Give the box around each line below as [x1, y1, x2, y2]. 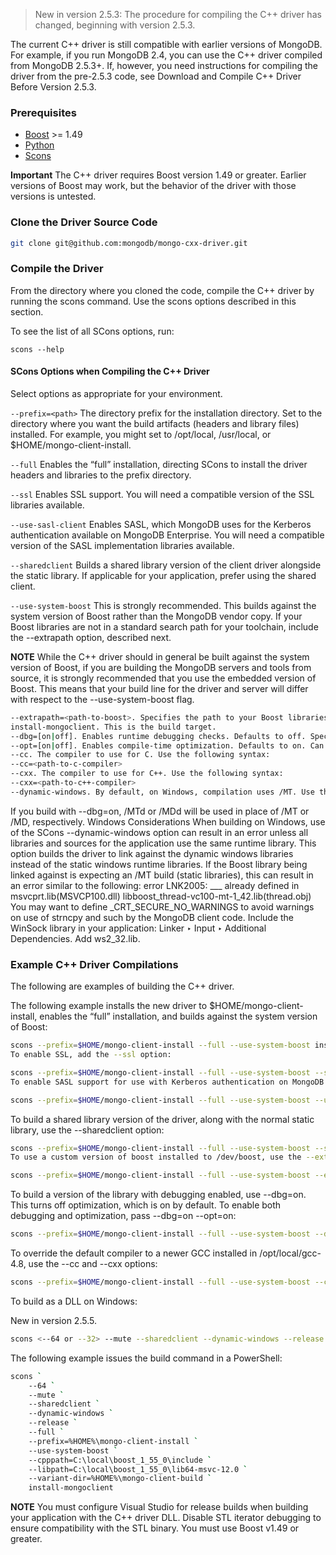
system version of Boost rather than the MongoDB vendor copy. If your [10, 610, 303, 622]
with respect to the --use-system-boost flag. [10, 693, 195, 705]
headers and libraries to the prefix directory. [10, 469, 192, 481]
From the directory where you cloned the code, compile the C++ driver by [10, 284, 315, 296]
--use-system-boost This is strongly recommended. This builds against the [10, 599, 317, 611]
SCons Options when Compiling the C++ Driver [10, 365, 210, 378]
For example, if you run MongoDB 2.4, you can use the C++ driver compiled [10, 49, 323, 61]
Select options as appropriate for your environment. [10, 387, 223, 399]
